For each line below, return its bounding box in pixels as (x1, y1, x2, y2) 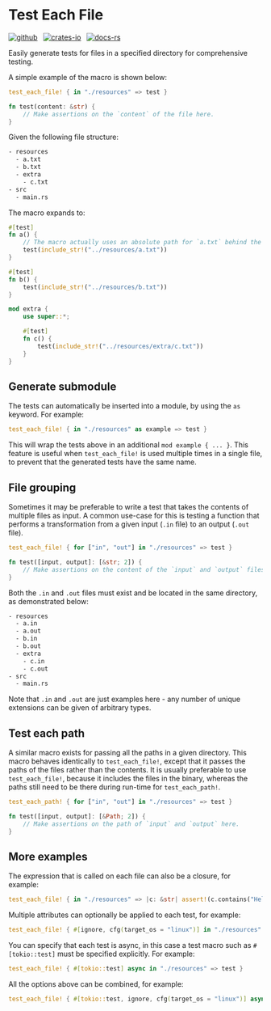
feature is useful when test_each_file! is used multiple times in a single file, (8, 449, 263, 459)
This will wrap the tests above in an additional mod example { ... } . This (8, 440, 248, 450)
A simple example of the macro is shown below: (8, 72, 168, 82)
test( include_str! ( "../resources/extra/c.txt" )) (37, 342, 204, 350)
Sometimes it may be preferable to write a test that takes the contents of (8, 502, 249, 512)
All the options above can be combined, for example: (8, 979, 184, 989)
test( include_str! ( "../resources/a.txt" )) (23, 246, 168, 254)
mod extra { (8, 305, 48, 313)
